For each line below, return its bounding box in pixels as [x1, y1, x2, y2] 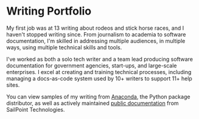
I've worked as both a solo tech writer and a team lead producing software [6, 55, 194, 63]
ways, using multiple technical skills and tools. [6, 44, 122, 51]
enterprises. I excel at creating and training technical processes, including [6, 68, 192, 75]
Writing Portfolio [6, 4, 92, 18]
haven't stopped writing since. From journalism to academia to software [6, 30, 186, 38]
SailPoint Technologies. [6, 106, 65, 113]
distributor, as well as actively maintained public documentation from [6, 99, 179, 107]
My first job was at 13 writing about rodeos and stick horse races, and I [6, 24, 184, 32]
